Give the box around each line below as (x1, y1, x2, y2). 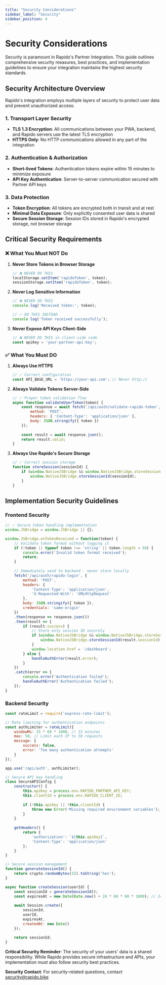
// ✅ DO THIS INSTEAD (12, 312, 58, 317)
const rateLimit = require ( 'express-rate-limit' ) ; (5, 711, 112, 716)
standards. (5, 70, 27, 76)
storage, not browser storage (12, 221, 72, 227)
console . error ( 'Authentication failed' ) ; (23, 674, 110, 680)
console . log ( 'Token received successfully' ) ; (12, 316, 108, 322)
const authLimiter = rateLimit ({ (5, 725, 74, 730)
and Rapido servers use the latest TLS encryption (12, 132, 113, 138)
